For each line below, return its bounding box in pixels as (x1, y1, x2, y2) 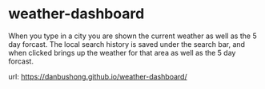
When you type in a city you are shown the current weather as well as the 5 (8, 31, 258, 41)
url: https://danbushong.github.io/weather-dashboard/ (8, 72, 187, 81)
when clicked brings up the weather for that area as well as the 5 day (8, 48, 236, 57)
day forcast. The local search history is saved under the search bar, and (8, 39, 246, 48)
